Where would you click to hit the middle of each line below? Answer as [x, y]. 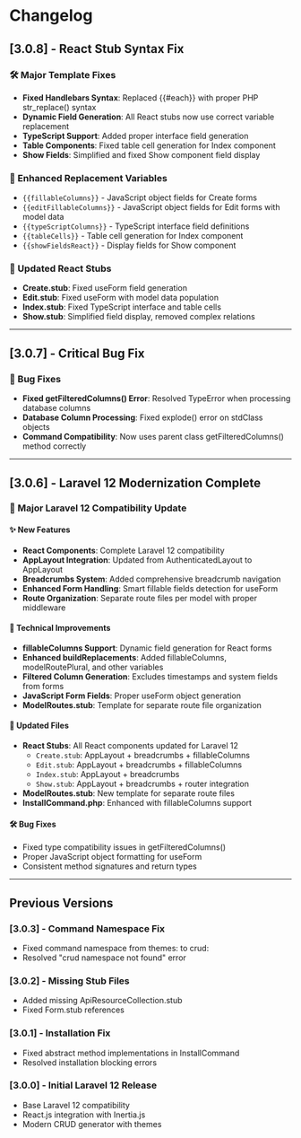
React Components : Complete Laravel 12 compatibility [124, 550]
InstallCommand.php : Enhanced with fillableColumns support [137, 803]
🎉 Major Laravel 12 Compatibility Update [98, 508]
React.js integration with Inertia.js [84, 1115]
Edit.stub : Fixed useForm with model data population [120, 298]
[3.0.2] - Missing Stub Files [69, 981]
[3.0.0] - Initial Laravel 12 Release [83, 1085]
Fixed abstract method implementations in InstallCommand [131, 1053]
